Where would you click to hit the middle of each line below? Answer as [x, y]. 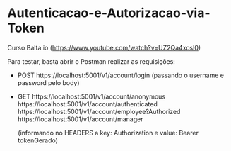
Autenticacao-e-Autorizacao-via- [109, 13]
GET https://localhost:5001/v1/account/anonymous [91, 96]
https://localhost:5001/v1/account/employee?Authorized [99, 111]
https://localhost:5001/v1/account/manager [80, 119]
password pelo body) [48, 82]
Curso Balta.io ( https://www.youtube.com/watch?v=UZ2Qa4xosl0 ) [104, 47]
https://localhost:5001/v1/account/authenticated [87, 104]
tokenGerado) [38, 140]
